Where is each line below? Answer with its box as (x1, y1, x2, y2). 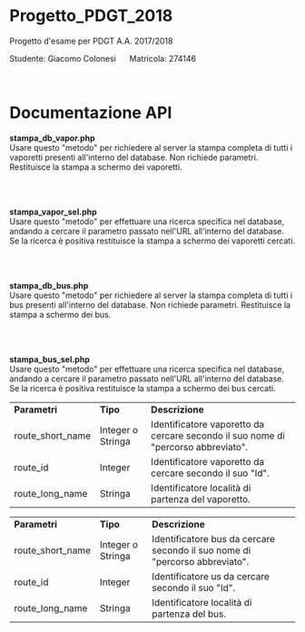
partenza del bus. (152, 607, 227, 620)
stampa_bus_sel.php (9, 353, 91, 364)
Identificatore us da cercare (152, 569, 271, 582)
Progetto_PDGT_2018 (9, 5, 173, 26)
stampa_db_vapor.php (9, 133, 95, 143)
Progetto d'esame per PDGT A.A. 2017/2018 (9, 35, 173, 46)
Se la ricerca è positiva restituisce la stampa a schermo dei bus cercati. (9, 382, 276, 393)
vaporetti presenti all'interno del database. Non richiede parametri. (9, 152, 259, 163)
